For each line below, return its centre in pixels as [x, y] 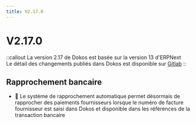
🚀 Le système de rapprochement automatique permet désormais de [97, 96]
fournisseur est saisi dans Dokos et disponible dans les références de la [102, 109]
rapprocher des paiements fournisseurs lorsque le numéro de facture [99, 103]
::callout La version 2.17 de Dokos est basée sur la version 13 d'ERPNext [94, 57]
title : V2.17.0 [25, 12]
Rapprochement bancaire [54, 82]
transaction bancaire [40, 115]
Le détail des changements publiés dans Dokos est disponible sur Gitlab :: [96, 63]
